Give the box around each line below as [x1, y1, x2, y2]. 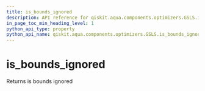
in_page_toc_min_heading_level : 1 [6, 20, 95, 26]
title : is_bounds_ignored [6, 8, 72, 15]
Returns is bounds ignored [6, 78, 73, 85]
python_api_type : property [6, 25, 75, 32]
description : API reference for [6, 15, 88, 21]
